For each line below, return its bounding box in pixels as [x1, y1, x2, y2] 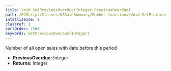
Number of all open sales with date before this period [5, 45, 117, 51]
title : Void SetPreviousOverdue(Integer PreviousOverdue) [5, 7, 131, 13]
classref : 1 [5, 21, 31, 27]
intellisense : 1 [5, 17, 40, 22]
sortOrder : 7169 [5, 26, 40, 31]
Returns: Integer [12, 60, 48, 66]
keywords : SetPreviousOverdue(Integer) [5, 31, 90, 36]
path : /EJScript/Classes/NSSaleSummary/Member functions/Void [5, 12, 140, 17]
